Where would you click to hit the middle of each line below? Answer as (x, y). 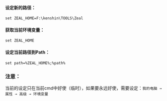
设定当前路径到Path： (27, 52)
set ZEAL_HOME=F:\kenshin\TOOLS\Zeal (44, 18)
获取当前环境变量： (25, 30)
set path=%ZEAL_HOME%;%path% (35, 63)
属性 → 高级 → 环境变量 (27, 94)
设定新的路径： (20, 7)
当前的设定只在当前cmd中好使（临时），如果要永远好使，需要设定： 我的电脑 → (83, 88)
